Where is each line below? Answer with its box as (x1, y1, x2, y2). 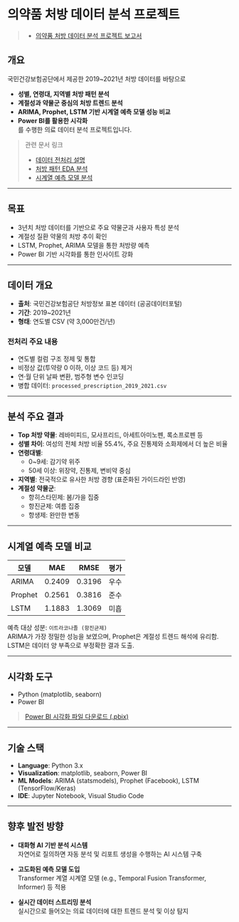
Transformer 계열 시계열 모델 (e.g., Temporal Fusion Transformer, (17, 874, 206, 882)
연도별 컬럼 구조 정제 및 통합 (17, 354, 96, 363)
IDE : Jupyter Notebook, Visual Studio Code (17, 791, 144, 800)
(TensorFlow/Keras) (17, 784, 76, 792)
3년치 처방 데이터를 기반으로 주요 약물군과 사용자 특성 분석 (17, 223, 179, 231)
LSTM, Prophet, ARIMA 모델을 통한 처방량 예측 (17, 241, 150, 249)
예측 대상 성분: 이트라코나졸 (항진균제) (7, 624, 108, 632)
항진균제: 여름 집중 (28, 502, 80, 510)
